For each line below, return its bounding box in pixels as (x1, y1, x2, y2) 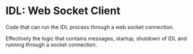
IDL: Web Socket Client (5, 4, 121, 18)
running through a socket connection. (5, 41, 98, 48)
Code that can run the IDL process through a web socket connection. (5, 23, 174, 31)
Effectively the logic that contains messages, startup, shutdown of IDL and (5, 35, 187, 42)
